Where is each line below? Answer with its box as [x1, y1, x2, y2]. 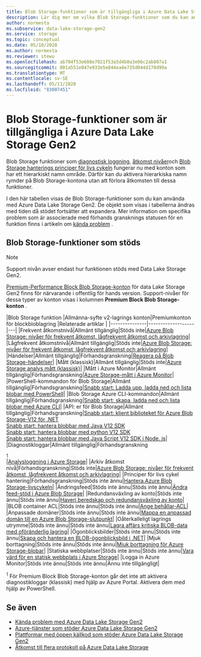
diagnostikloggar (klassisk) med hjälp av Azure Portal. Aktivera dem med [6, 579, 185, 586]
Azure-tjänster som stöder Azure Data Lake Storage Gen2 [14, 625, 158, 632]
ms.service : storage [6, 31, 58, 37]
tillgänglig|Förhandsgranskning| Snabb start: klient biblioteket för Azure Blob [6, 409, 193, 416]
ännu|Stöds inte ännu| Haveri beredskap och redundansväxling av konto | [6, 496, 185, 503]
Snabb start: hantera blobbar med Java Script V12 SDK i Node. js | [6, 435, 167, 442]
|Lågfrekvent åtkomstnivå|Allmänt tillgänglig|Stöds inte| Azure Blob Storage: [6, 339, 193, 346]
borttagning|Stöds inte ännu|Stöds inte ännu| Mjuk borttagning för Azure [6, 540, 184, 548]
